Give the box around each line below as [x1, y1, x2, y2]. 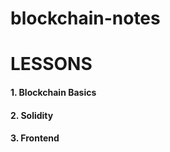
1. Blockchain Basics [10, 86, 97, 98]
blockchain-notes [10, 7, 161, 30]
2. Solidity [10, 109, 54, 121]
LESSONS [10, 53, 93, 76]
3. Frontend [10, 132, 60, 144]
